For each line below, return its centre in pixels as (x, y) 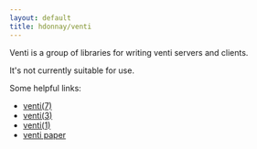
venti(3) (37, 115)
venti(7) (37, 105)
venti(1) (37, 125)
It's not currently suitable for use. (72, 70)
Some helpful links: (46, 88)
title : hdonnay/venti (51, 27)
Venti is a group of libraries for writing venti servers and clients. (129, 52)
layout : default (40, 18)
